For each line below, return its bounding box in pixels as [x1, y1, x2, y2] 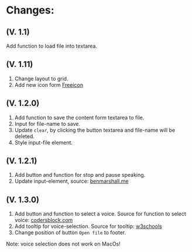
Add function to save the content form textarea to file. [14, 114, 145, 121]
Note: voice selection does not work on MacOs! [6, 240, 121, 247]
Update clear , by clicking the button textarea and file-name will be [14, 126, 176, 133]
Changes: [6, 4, 54, 17]
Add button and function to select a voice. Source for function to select [14, 210, 186, 217]
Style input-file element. [14, 139, 73, 146]
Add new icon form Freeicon [14, 81, 84, 88]
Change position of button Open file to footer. [14, 229, 126, 236]
